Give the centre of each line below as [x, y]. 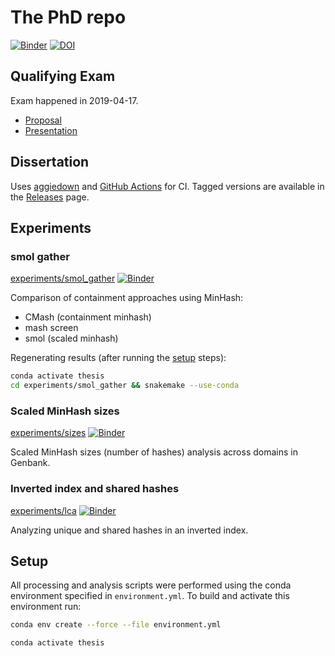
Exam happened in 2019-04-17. [74, 100]
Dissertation [50, 162]
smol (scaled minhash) [71, 338]
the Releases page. [50, 197]
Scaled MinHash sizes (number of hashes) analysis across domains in [154, 452]
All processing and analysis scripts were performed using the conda [151, 585]
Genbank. [30, 463]
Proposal [43, 120]
